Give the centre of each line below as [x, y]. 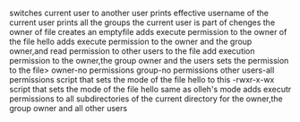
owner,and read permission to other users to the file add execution [132, 51]
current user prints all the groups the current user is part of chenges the [142, 22]
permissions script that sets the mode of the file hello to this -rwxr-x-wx [142, 79]
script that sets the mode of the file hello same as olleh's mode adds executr [150, 89]
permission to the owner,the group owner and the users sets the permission [149, 61]
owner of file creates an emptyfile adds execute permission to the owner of [148, 32]
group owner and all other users [69, 108]
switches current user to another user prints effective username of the [139, 13]
